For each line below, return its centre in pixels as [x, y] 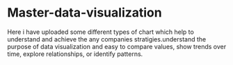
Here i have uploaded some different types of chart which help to [101, 32]
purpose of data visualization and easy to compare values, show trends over [117, 46]
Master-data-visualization [85, 13]
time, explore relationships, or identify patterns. [75, 54]
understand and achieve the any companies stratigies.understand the [107, 39]
